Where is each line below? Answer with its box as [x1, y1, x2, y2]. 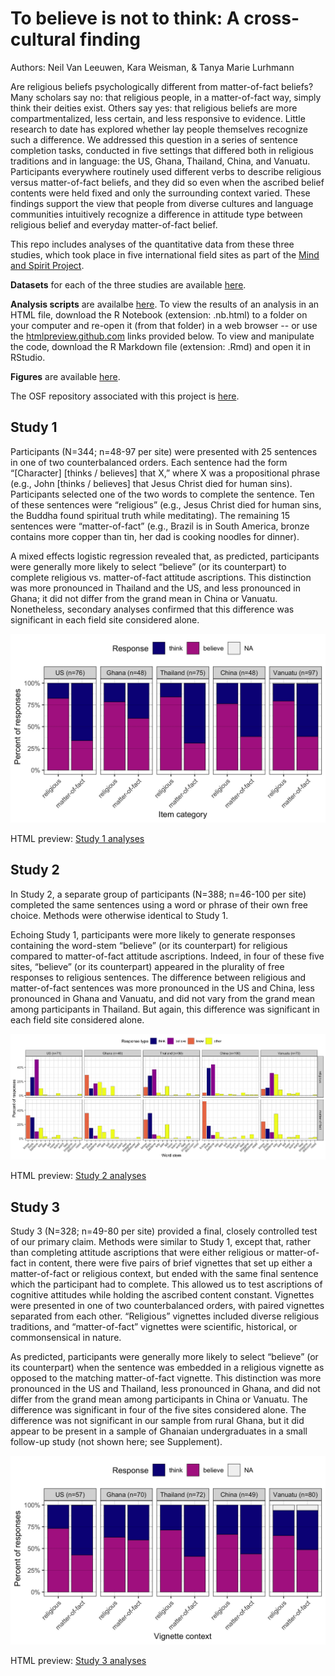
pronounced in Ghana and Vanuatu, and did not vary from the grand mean [10, 992, 316, 1004]
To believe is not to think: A [10, 7, 240, 30]
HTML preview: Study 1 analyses [10, 832, 145, 844]
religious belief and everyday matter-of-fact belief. [10, 218, 218, 231]
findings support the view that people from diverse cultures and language [10, 197, 314, 209]
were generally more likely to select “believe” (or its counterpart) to [10, 560, 287, 572]
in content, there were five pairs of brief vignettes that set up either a [28, 1257, 313, 1269]
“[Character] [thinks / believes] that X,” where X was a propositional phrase [10, 467, 321, 479]
